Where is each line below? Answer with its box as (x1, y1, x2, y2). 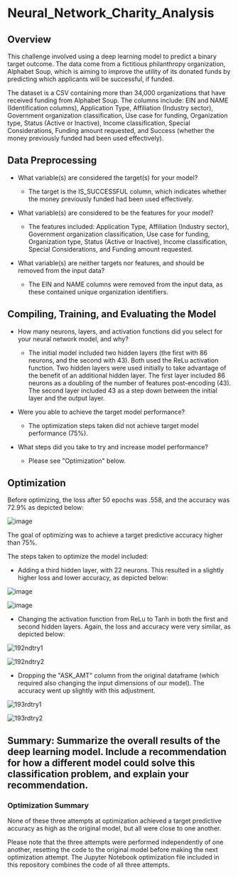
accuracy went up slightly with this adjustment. (17, 686, 156, 695)
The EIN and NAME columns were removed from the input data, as (28, 279, 223, 289)
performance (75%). (28, 429, 89, 437)
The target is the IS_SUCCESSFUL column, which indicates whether (28, 187, 227, 196)
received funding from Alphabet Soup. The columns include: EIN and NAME (7, 96, 229, 105)
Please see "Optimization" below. (28, 456, 126, 465)
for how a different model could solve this (7, 757, 195, 769)
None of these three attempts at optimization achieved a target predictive (7, 816, 222, 826)
